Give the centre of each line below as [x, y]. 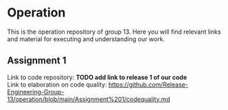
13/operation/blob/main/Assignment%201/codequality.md [89, 99]
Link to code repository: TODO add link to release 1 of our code [97, 77]
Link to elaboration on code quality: [57, 85]
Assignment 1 [37, 61]
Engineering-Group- [36, 91]
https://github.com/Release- [148, 85]
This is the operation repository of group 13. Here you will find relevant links [114, 32]
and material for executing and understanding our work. [86, 38]
